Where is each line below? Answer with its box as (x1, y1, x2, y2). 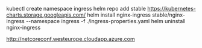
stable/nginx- (151, 11, 186, 18)
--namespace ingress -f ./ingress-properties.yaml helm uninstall (26, 18, 186, 24)
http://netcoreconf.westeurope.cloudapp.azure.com (6, 36, 135, 42)
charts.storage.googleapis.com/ (6, 11, 86, 18)
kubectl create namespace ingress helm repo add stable (6, 5, 147, 12)
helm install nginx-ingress (87, 11, 151, 18)
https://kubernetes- (147, 5, 196, 12)
